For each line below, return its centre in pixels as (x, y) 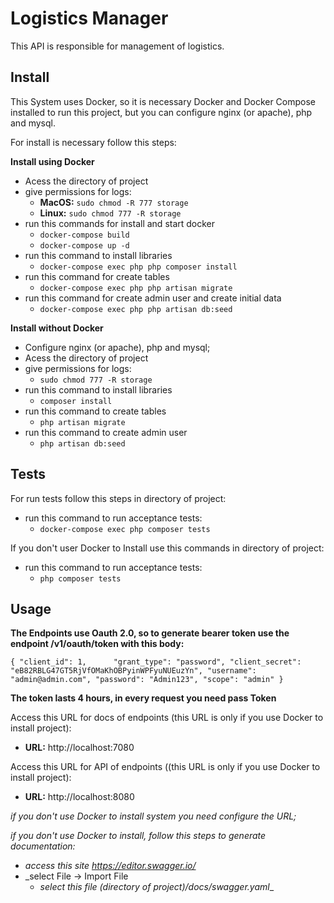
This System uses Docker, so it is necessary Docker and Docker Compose (163, 101)
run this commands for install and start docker (120, 223)
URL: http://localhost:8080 (79, 797)
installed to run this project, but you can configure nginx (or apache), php (161, 112)
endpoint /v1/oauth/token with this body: (97, 644)
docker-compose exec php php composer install (138, 267)
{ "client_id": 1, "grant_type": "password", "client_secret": (156, 662)
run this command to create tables (95, 411)
